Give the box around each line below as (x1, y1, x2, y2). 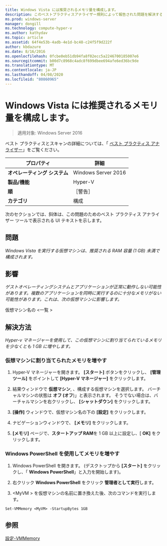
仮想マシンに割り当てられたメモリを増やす (5, 357, 107, 364)
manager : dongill (5, 21, 41, 26)
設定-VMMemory (5, 535, 40, 541)
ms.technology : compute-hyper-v (5, 26, 72, 31)
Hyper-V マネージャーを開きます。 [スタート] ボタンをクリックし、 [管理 (12, 369, 161, 375)
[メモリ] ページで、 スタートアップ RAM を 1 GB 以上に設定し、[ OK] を (12, 430, 157, 436)
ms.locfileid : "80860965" (5, 77, 59, 82)
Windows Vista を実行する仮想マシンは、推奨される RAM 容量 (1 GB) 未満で (5, 247, 160, 253)
